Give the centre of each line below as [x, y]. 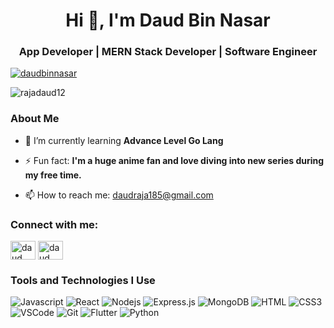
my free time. [53, 175]
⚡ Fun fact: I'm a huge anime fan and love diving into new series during [174, 160]
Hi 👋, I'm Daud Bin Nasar [168, 20]
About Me [35, 119]
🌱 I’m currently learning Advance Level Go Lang [124, 140]
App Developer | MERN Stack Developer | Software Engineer [168, 52]
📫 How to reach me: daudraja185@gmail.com [119, 195]
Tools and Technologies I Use [83, 280]
